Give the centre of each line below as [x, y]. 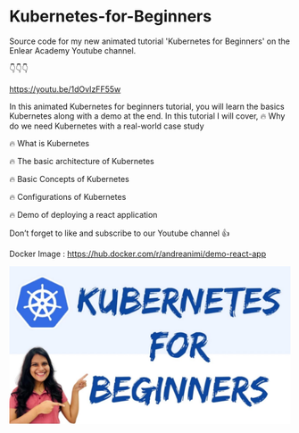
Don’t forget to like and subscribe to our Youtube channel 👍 [120, 233]
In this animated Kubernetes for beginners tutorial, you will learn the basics [147, 106]
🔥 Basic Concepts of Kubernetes [69, 179]
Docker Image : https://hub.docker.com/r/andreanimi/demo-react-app [137, 254]
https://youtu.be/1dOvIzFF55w [65, 89]
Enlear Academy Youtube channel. [73, 50]
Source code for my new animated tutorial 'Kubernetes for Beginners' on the [149, 41]
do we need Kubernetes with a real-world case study [107, 126]
